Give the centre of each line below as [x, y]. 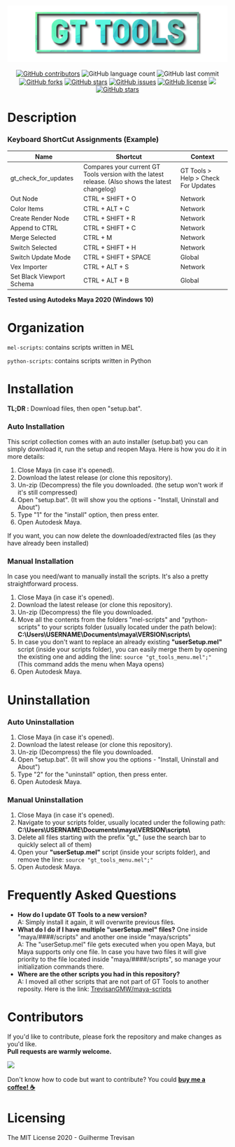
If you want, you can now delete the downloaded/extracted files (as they [112, 536]
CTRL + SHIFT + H [109, 248]
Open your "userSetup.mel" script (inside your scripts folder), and [114, 853]
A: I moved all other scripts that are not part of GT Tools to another [113, 982]
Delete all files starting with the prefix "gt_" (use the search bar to [112, 837]
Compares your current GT [122, 167]
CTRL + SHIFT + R [109, 218]
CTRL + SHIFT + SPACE [117, 257]
